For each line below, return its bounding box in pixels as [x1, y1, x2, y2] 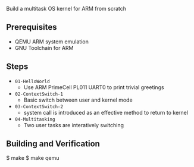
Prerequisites [6, 22, 57, 32]
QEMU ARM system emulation [14, 38, 89, 45]
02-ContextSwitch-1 [14, 91, 64, 97]
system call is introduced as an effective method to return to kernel [23, 109, 189, 116]
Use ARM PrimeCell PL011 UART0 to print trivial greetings [23, 83, 165, 91]
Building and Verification [6, 139, 100, 149]
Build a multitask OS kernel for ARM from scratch [6, 5, 127, 12]
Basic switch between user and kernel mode [23, 96, 133, 103]
